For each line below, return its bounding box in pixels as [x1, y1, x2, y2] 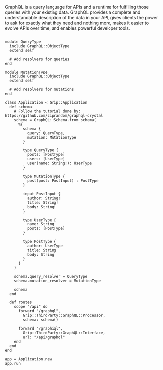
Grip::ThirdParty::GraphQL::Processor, [23, 313, 106, 318]
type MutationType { [23, 174, 65, 179]
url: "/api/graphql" [23, 335, 65, 340]
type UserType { [23, 218, 56, 222]
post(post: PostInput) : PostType [27, 178, 99, 183]
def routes [9, 300, 32, 305]
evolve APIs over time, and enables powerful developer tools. [5, 25, 130, 31]
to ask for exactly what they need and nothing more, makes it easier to [5, 20, 149, 26]
